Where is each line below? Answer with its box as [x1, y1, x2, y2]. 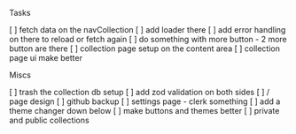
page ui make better [9, 53, 82, 63]
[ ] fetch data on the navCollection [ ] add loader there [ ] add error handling [9, 25, 286, 34]
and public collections [9, 115, 90, 125]
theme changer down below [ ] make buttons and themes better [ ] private [9, 106, 280, 115]
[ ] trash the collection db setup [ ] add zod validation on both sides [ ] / [9, 87, 270, 97]
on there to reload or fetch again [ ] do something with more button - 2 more [9, 34, 288, 44]
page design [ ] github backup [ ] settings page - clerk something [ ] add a [9, 96, 281, 107]
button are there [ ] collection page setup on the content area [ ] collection [9, 43, 281, 54]
